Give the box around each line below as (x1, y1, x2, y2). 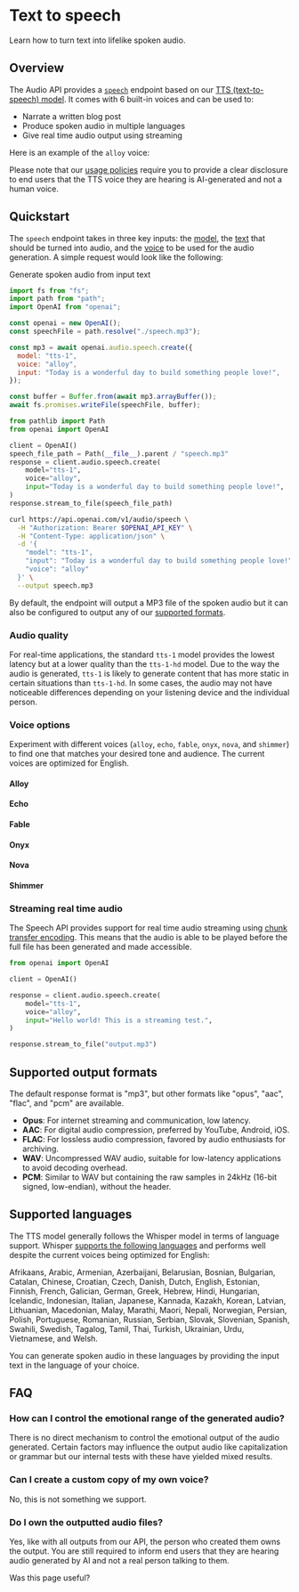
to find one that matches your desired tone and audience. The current (9, 749, 265, 759)
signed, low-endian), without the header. (21, 1181, 172, 1191)
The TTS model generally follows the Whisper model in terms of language (9, 1231, 280, 1241)
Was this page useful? (9, 1572, 91, 1583)
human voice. (9, 183, 60, 194)
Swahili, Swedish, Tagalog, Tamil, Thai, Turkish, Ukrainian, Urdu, (9, 1323, 245, 1334)
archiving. (21, 1143, 60, 1154)
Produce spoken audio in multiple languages (21, 120, 185, 131)
